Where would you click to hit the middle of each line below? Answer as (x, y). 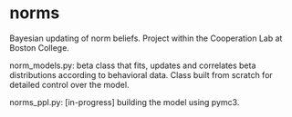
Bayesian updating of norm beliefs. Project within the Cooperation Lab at (146, 38)
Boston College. (40, 47)
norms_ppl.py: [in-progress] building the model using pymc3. (125, 102)
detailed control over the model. (69, 84)
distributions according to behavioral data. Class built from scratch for (141, 74)
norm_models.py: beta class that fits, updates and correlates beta (133, 65)
